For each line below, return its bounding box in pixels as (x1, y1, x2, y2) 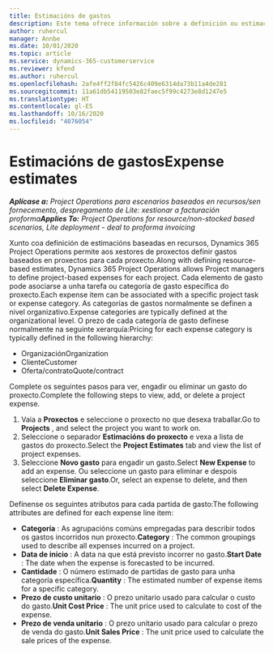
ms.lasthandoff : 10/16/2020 (9, 110, 105, 118)
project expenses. (20, 449, 82, 458)
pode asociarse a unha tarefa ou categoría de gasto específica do (9, 281, 229, 290)
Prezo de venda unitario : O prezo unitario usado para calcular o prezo (20, 618, 258, 628)
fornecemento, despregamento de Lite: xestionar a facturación (9, 204, 220, 215)
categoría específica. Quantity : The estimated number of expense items (20, 575, 262, 585)
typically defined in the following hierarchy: (9, 333, 153, 342)
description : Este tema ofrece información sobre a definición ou (9, 19, 238, 28)
